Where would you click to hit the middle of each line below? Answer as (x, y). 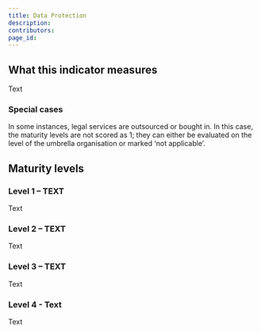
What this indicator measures (83, 69)
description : (30, 23)
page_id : (23, 38)
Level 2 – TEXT (37, 228)
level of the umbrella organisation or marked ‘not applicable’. (107, 144)
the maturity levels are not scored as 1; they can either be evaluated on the (130, 135)
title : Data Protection (48, 15)
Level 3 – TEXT (37, 266)
